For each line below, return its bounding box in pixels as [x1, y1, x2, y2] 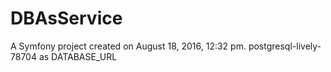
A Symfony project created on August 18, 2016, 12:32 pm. [10, 40, 247, 52]
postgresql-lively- [248, 40, 322, 52]
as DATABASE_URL [38, 50, 118, 62]
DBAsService [10, 7, 123, 30]
